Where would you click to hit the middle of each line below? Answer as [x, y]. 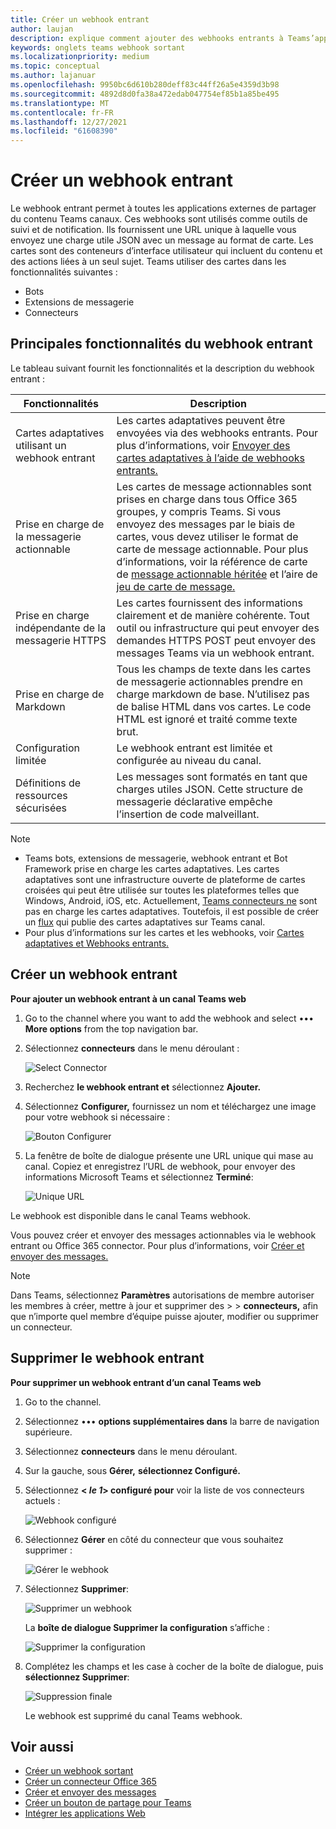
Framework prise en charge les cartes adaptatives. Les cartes [152, 868]
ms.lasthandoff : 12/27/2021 [69, 122]
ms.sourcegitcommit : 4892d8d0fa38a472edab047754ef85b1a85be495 [145, 94]
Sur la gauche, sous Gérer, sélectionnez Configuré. [132, 1470]
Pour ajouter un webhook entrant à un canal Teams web [128, 998]
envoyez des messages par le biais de [206, 524]
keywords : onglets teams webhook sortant [98, 47]
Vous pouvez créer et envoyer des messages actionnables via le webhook [163, 1235]
